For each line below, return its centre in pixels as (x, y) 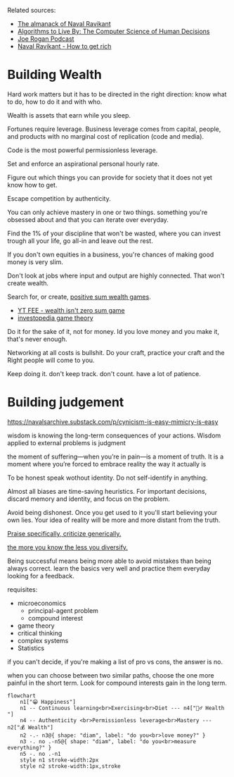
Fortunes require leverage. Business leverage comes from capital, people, (114, 129)
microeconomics (42, 603)
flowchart (22, 696)
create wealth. (28, 283)
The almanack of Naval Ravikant (64, 24)
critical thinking (40, 633)
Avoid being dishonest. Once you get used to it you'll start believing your (112, 512)
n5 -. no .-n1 (40, 754)
